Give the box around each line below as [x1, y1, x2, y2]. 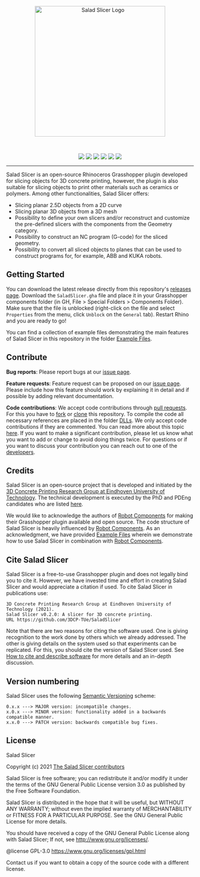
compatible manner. [6, 714, 55, 721]
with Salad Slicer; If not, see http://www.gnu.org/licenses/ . [6, 836, 149, 843]
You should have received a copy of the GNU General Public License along [6, 829, 189, 836]
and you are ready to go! [6, 317, 67, 324]
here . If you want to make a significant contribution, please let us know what [6, 429, 193, 436]
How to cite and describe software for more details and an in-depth [6, 653, 171, 660]
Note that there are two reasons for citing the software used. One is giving [6, 627, 189, 635]
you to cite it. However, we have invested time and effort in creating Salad [6, 577, 187, 584]
